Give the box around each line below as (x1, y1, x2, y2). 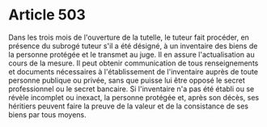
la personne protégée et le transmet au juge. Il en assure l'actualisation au (8, 49, 255, 59)
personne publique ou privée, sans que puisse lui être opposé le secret (8, 75, 245, 85)
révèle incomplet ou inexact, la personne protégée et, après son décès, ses (8, 92, 260, 102)
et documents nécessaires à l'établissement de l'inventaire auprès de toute (8, 66, 259, 76)
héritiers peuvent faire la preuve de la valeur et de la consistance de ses (8, 101, 249, 111)
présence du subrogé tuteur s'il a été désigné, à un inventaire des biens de (8, 40, 258, 50)
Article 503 (8, 6, 87, 24)
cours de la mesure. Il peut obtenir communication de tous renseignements (8, 58, 259, 68)
